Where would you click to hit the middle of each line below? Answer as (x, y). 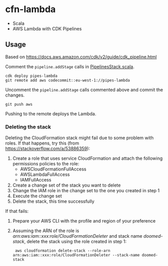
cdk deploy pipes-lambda (31, 76)
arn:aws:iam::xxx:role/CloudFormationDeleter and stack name (77, 236)
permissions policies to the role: (46, 164)
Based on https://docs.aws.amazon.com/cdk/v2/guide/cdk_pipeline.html (81, 57)
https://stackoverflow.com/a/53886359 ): (48, 149)
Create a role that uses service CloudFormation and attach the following (88, 158)
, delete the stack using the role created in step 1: (75, 242)
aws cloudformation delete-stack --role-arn (62, 251)
